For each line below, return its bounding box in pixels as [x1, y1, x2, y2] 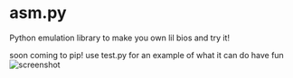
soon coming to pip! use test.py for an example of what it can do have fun [9, 49, 285, 60]
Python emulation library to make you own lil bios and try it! [9, 32, 231, 43]
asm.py [9, 3, 67, 23]
